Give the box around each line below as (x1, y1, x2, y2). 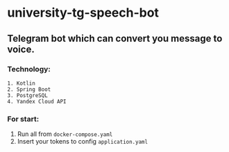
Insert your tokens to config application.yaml (17, 137, 148, 146)
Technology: (7, 64, 51, 74)
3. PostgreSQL (7, 92, 49, 99)
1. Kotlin (7, 80, 36, 87)
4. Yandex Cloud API (7, 98, 67, 105)
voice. (7, 43, 35, 55)
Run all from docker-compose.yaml (17, 130, 113, 138)
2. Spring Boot (7, 85, 51, 93)
